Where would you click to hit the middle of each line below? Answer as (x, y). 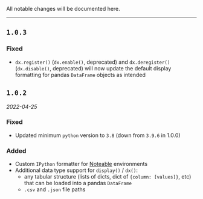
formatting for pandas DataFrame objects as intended (80, 75)
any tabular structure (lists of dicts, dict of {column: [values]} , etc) (108, 177)
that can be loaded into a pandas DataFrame (78, 183)
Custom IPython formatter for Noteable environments (81, 164)
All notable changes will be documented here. (63, 9)
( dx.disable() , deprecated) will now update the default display (93, 68)
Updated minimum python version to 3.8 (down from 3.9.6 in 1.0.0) (98, 135)
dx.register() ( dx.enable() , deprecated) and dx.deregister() (92, 62)
